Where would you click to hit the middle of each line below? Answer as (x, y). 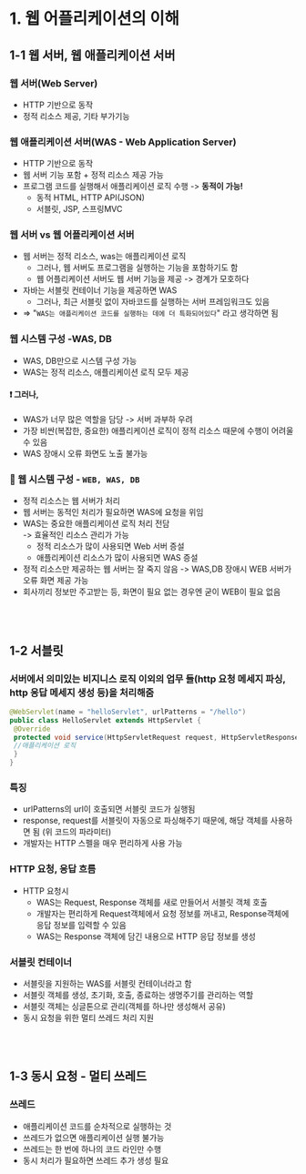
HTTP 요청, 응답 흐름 (53, 869)
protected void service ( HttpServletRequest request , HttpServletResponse (156, 737)
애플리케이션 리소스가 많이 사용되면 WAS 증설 (117, 558)
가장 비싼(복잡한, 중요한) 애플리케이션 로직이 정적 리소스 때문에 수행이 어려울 (158, 430)
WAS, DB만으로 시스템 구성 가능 (80, 360)
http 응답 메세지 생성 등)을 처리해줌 (82, 693)
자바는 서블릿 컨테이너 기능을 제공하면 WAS (100, 290)
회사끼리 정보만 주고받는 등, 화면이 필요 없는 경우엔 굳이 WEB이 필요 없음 (152, 592)
